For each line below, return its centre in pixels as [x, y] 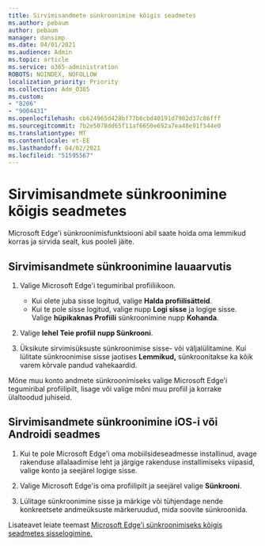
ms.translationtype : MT [47, 133]
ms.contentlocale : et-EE [49, 140]
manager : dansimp [37, 38]
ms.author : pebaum [38, 23]
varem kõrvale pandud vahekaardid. [78, 365]
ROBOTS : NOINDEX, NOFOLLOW [53, 74]
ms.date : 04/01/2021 [42, 45]
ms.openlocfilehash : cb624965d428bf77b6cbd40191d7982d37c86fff [115, 119]
